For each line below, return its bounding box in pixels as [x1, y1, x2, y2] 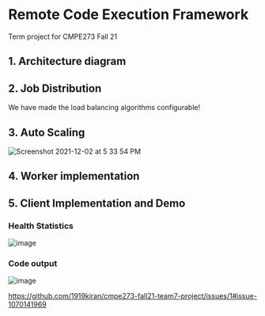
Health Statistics [8, 220, 74, 231]
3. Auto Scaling [8, 125, 85, 139]
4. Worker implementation [8, 169, 140, 183]
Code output [8, 257, 58, 268]
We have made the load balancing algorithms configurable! [8, 103, 201, 112]
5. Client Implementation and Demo [8, 196, 186, 210]
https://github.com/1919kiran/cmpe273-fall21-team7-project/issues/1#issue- [8, 291, 257, 301]
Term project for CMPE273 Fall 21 [8, 32, 118, 41]
